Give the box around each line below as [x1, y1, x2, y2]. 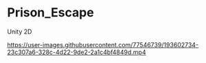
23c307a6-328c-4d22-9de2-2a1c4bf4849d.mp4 [7, 48, 146, 56]
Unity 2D [7, 27, 32, 36]
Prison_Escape [7, 5, 94, 21]
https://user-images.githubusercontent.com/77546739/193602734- [7, 40, 199, 49]
